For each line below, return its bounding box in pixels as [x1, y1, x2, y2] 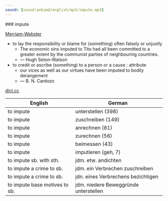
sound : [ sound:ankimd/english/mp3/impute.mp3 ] [5, 7, 104, 13]
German [108, 99, 128, 106]
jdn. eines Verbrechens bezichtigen [75, 173, 158, 180]
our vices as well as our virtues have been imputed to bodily [19, 67, 144, 73]
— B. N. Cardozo [19, 78, 54, 84]
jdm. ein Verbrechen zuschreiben [75, 165, 153, 172]
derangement [19, 72, 48, 78]
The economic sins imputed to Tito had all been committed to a [19, 46, 150, 52]
